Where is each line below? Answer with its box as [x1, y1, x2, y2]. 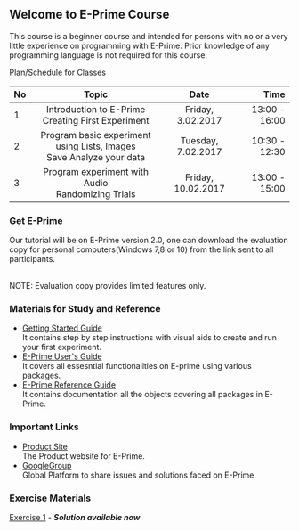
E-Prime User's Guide [21, 351, 102, 362]
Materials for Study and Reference [9, 303, 161, 315]
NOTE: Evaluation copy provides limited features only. [9, 281, 206, 291]
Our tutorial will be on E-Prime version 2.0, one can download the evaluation [9, 235, 289, 246]
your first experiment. [21, 342, 102, 353]
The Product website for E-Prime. [21, 450, 145, 462]
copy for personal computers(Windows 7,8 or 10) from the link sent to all [9, 244, 274, 255]
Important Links [9, 421, 79, 433]
